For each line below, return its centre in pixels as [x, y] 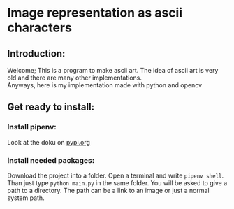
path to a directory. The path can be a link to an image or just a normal [108, 190]
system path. [26, 198]
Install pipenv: [32, 127]
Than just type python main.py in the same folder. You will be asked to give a [117, 182]
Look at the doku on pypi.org [49, 142]
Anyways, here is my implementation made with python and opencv [105, 85]
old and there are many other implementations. [74, 78]
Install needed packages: [51, 160]
